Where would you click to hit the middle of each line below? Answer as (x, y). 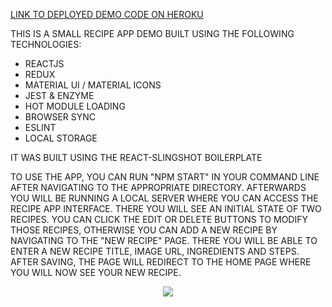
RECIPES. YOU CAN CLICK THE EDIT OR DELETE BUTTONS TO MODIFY (159, 219)
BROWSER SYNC (60, 117)
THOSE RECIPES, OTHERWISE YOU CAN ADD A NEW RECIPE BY (144, 230)
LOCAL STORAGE (61, 138)
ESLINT (40, 127)
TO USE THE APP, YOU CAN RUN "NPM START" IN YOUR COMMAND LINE (165, 177)
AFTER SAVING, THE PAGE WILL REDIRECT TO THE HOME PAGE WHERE (161, 262)
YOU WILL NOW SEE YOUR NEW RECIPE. (96, 272)
